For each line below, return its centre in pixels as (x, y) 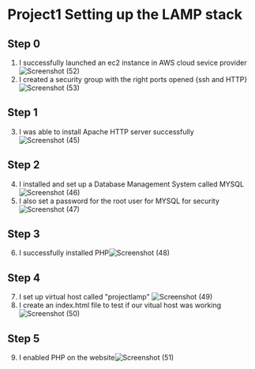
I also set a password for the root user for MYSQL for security (119, 201)
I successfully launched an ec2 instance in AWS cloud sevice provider (133, 62)
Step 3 (24, 234)
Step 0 (24, 44)
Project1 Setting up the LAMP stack (125, 15)
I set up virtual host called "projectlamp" (84, 297)
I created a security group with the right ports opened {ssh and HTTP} (133, 79)
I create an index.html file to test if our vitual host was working (120, 305)
